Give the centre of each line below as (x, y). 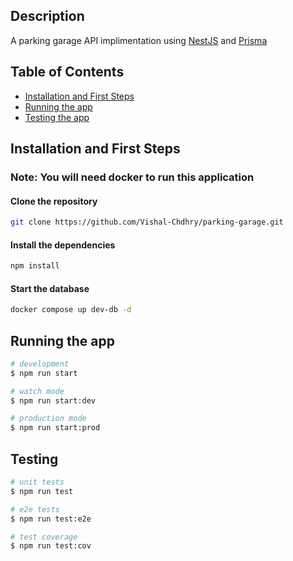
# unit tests (37, 482)
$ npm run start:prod (55, 428)
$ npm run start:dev (53, 400)
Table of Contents (67, 72)
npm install (35, 266)
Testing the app (57, 117)
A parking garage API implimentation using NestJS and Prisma (139, 40)
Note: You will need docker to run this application (132, 177)
